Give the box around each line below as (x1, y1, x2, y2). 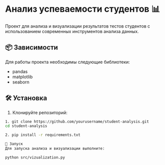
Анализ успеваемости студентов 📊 (5, 3, 161, 15)
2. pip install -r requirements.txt (5, 132, 81, 138)
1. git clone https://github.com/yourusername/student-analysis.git (5, 119, 149, 124)
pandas (12, 68, 28, 74)
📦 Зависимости (5, 43, 58, 52)
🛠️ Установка (5, 94, 47, 102)
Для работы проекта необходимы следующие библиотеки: (5, 59, 130, 65)
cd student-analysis (5, 124, 48, 128)
